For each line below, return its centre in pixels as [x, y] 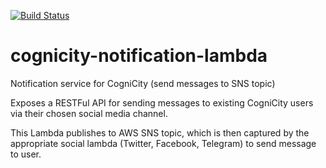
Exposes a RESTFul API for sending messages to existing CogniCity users [162, 102]
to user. [26, 154]
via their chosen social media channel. [89, 113]
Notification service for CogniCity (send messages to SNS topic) [143, 83]
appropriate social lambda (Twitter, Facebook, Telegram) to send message [163, 143]
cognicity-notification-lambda [139, 56]
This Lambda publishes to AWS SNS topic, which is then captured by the [160, 132]
